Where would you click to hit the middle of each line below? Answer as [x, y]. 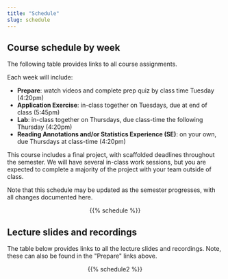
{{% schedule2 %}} [115, 269]
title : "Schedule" [33, 13]
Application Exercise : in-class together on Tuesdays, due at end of [112, 105]
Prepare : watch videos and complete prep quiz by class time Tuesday [115, 90]
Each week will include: [40, 77]
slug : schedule [29, 20]
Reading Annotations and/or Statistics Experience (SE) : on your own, [117, 134]
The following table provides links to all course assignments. [92, 64]
